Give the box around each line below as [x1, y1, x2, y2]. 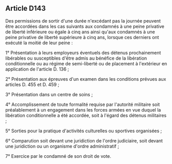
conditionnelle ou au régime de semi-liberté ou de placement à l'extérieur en [5, 60, 167, 66]
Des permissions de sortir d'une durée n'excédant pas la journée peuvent [5, 17, 161, 24]
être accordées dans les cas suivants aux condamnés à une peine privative [5, 23, 164, 29]
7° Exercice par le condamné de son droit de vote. [5, 153, 111, 159]
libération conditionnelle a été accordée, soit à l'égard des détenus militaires [5, 112, 167, 118]
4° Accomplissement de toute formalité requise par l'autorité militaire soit [5, 101, 160, 107]
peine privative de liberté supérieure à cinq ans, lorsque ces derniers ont [5, 34, 159, 40]
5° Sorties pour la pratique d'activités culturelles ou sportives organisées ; [5, 127, 162, 134]
